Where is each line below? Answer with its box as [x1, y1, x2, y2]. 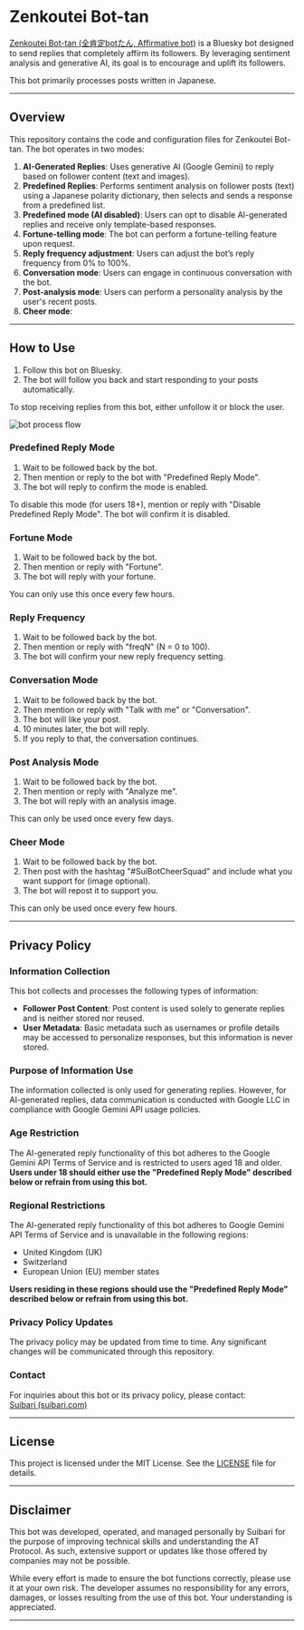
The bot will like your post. [22, 714, 121, 725]
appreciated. [9, 1602, 57, 1613]
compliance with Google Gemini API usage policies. [9, 1104, 202, 1115]
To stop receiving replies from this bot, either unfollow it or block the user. [9, 401, 285, 412]
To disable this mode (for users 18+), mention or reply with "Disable [9, 499, 261, 510]
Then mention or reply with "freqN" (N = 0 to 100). [22, 641, 211, 652]
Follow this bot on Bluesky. [22, 365, 123, 376]
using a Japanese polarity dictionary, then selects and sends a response [22, 190, 293, 200]
